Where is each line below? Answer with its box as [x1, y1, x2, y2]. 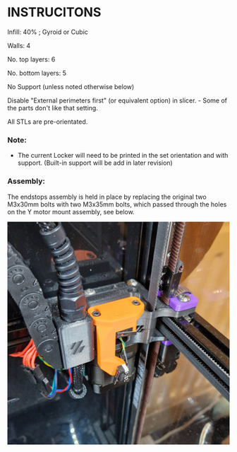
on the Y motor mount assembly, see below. [7, 207, 135, 216]
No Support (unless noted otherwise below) [7, 82, 135, 91]
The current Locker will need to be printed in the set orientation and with [17, 151, 229, 160]
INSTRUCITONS [7, 4, 102, 21]
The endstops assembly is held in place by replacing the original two [7, 192, 207, 201]
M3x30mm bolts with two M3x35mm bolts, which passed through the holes [7, 199, 227, 209]
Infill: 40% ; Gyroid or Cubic [7, 28, 88, 36]
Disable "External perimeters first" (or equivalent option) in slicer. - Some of [7, 96, 228, 105]
